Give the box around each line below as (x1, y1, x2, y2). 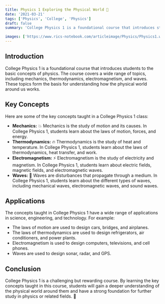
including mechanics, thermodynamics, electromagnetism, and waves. (5, 75, 148, 81)
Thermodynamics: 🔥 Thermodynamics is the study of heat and (12, 139, 141, 144)
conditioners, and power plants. (12, 235, 77, 241)
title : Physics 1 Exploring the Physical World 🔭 (5, 7, 109, 12)
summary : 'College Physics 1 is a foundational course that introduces (5, 25, 155, 30)
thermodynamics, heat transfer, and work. (12, 149, 97, 155)
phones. (12, 245, 29, 251)
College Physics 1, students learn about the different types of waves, (12, 177, 151, 184)
